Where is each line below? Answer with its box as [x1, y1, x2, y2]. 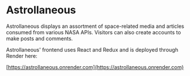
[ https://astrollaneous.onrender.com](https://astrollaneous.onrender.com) [6, 63, 184, 70]
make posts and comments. [6, 35, 73, 42]
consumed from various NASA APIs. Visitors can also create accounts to [6, 28, 181, 35]
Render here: [6, 52, 38, 59]
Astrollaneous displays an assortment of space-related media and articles [6, 23, 185, 30]
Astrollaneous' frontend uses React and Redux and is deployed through [6, 46, 179, 53]
